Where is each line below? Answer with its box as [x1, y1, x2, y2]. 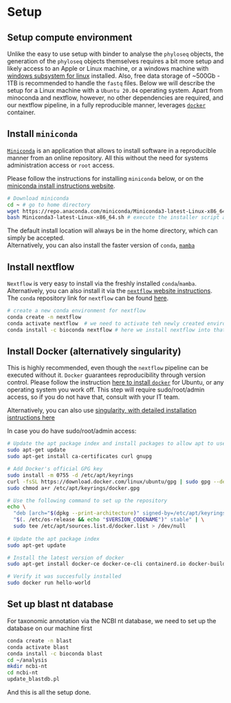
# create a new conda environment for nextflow [7, 307, 146, 314]
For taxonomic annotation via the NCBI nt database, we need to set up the [7, 616, 217, 625]
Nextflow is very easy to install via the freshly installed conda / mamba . [7, 279, 197, 288]
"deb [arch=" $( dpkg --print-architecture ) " [13, 510, 140, 517]
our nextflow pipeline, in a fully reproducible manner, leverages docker [7, 101, 206, 109]
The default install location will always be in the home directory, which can [7, 226, 218, 235]
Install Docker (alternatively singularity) [7, 345, 181, 358]
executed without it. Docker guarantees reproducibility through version [7, 371, 206, 379]
